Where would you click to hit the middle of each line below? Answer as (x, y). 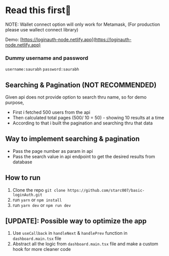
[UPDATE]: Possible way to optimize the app (76, 221)
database (22, 162)
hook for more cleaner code (41, 249)
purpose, (15, 103)
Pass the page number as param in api (53, 151)
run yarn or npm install (37, 200)
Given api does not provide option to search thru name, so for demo (76, 97)
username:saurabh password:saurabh (42, 70)
